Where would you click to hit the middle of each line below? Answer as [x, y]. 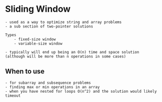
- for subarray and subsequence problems [48, 83]
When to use [25, 71]
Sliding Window [38, 9]
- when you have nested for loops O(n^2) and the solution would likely [81, 91]
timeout [13, 96]
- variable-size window [38, 43]
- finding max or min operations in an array [52, 87]
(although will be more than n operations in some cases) [66, 56]
